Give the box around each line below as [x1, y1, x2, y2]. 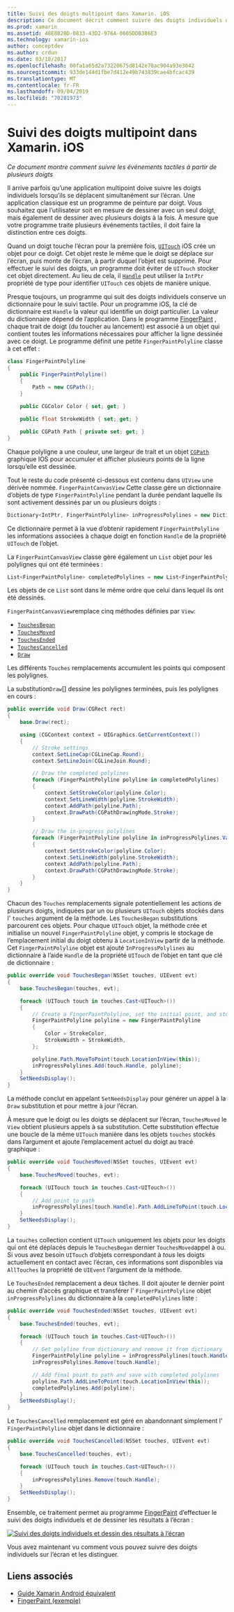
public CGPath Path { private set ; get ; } [19, 428, 145, 435]
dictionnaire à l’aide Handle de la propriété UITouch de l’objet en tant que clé [7, 951, 223, 959]
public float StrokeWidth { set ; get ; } [19, 416, 139, 423]
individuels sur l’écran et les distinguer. [7, 1551, 119, 1559]
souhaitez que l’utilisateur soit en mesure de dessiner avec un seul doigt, [7, 205, 216, 214]
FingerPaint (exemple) [17, 1596, 81, 1604]
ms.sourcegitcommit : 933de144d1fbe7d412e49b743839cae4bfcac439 [7, 68, 195, 75]
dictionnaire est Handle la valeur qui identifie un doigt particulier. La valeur [7, 307, 219, 315]
